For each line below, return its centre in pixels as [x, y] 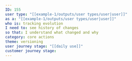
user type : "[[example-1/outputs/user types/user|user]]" [66, 14]
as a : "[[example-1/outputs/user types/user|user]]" [61, 19]
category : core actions [30, 37]
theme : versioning [24, 42]
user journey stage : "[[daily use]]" [44, 46]
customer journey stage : [31, 51]
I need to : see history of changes [42, 28]
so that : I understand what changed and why [52, 32]
